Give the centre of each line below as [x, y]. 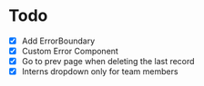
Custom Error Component [70, 51]
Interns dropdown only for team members [100, 72]
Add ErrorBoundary [58, 41]
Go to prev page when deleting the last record [108, 62]
